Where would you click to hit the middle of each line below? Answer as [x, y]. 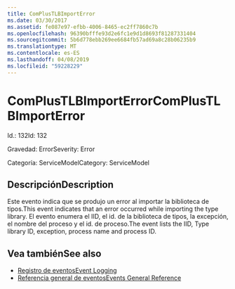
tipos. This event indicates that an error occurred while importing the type [113, 209]
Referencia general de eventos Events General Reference [99, 278]
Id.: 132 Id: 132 [27, 135]
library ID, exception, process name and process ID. [82, 231]
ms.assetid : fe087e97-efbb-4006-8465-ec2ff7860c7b [83, 27]
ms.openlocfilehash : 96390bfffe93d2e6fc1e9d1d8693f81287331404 [102, 33]
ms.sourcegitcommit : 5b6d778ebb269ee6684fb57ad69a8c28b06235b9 [102, 40]
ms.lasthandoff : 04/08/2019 [48, 60]
